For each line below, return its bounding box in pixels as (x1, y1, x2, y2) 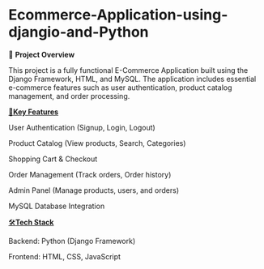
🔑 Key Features (8, 107, 59, 117)
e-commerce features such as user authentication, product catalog (8, 83, 232, 92)
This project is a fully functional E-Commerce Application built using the (8, 65, 249, 75)
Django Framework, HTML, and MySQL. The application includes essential (8, 74, 257, 83)
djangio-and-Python (8, 23, 149, 41)
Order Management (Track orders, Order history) (8, 169, 172, 179)
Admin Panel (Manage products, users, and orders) (8, 185, 180, 195)
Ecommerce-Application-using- (8, 6, 228, 24)
